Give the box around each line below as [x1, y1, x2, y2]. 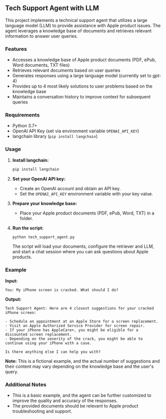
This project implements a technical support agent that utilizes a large [5, 17, 148, 23]
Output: [5, 296, 21, 302]
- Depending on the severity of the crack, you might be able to [5, 336, 143, 341]
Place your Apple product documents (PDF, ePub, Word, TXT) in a [19, 210, 155, 216]
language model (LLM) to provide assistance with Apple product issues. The [5, 22, 161, 28]
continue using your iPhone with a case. [5, 340, 92, 345]
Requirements [5, 111, 40, 118]
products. [12, 254, 32, 260]
